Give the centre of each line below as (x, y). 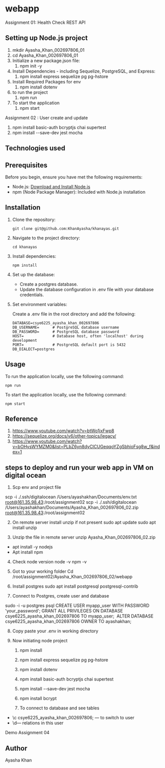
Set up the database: (34, 274)
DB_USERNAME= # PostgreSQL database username (66, 327)
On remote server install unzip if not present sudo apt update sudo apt (84, 523)
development (25, 340)
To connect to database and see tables (59, 708)
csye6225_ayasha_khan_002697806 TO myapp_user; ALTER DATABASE (79, 616)
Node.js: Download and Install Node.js (51, 186)
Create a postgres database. (49, 284)
